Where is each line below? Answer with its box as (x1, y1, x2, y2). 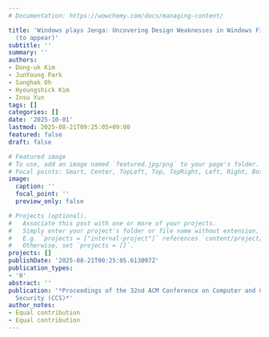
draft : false (8, 138, 52, 146)
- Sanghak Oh (8, 78, 52, 87)
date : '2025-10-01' (8, 116, 74, 124)
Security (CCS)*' (15, 294, 74, 302)
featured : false (8, 131, 62, 139)
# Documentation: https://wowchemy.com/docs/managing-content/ (8, 11, 224, 20)
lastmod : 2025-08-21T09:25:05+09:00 (8, 124, 130, 132)
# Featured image (8, 152, 66, 160)
